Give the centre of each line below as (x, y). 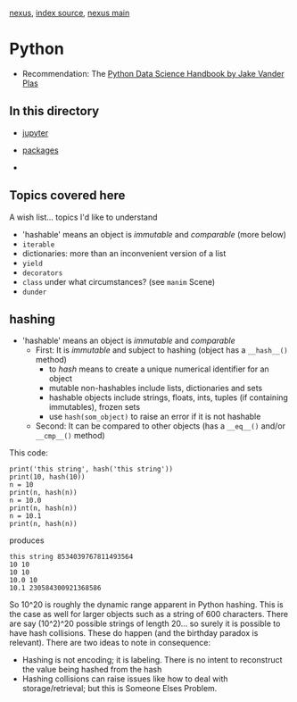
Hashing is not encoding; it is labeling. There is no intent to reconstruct (152, 660)
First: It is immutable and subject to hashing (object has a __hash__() (161, 350)
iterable (38, 245)
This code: (29, 453)
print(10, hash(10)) (48, 477)
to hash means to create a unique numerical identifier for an (159, 369)
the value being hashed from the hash (92, 670)
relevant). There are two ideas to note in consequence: (110, 643)
